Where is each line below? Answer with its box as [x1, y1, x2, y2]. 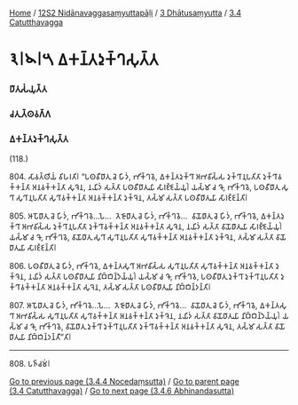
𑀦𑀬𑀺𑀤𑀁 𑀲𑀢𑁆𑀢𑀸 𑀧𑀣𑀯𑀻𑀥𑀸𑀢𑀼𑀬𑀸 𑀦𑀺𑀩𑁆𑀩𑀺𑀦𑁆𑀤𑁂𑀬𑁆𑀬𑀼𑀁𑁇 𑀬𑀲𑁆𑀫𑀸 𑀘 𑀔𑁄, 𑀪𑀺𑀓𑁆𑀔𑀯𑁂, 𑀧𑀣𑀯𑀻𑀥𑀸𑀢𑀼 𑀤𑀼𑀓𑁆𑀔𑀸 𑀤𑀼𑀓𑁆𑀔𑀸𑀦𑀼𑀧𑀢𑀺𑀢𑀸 [27, 271, 279, 282]
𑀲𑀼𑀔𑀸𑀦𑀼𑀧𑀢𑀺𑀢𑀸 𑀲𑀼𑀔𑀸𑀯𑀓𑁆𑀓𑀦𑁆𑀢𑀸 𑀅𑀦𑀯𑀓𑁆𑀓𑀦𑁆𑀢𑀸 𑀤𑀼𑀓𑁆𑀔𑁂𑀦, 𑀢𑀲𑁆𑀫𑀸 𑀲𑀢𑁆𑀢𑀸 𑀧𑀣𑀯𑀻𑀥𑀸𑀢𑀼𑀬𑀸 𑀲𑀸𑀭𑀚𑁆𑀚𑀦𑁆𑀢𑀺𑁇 [16, 193, 248, 203]
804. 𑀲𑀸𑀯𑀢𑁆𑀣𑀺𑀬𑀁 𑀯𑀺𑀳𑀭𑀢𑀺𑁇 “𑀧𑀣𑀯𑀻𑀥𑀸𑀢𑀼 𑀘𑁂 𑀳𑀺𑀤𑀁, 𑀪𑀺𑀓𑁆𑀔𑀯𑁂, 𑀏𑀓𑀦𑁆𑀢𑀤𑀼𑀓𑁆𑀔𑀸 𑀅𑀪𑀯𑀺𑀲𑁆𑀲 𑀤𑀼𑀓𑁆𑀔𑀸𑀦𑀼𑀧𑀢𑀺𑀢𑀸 [9, 171, 262, 182]
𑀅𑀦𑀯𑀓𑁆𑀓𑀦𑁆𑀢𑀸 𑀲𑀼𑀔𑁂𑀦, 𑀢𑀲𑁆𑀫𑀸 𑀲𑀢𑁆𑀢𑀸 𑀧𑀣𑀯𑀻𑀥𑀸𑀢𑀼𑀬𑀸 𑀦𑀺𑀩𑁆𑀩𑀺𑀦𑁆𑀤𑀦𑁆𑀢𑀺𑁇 [47, 282, 211, 292]
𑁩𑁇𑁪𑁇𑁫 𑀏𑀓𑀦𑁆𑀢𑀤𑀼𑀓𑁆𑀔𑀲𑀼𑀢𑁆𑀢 [9, 50, 160, 70]
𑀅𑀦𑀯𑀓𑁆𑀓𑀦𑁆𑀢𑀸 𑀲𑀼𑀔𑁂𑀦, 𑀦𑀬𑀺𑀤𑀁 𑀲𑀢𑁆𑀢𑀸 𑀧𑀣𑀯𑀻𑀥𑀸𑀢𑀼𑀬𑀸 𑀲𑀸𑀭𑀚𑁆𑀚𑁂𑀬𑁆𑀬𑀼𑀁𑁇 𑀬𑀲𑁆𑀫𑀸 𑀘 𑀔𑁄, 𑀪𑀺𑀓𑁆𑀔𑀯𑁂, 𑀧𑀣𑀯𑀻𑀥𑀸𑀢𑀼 [32, 182, 280, 193]
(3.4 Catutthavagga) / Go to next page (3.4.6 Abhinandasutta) [9, 385, 235, 396]
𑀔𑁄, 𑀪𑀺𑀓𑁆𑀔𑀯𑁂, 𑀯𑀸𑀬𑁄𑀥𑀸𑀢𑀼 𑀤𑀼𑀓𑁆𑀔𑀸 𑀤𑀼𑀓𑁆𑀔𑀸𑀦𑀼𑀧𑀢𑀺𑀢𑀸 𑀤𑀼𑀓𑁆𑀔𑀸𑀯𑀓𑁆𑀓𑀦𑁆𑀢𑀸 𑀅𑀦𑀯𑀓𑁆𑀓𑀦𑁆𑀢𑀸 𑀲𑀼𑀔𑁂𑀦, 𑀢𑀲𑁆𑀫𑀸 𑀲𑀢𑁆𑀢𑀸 [29, 322, 273, 332]
